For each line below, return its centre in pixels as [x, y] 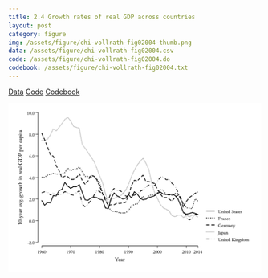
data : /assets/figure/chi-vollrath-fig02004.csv [91, 51]
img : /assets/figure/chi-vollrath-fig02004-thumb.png [100, 43]
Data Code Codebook [44, 92]
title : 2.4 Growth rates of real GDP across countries [102, 17]
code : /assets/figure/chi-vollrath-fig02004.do [89, 59]
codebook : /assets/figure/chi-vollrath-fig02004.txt [98, 68]
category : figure [37, 34]
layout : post [30, 25]
